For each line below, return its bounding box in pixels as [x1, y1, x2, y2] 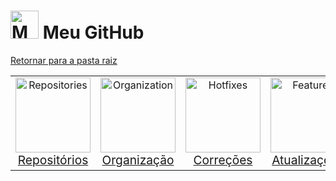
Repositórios [17, 151, 89, 168]
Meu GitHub [42, 21, 145, 44]
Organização [101, 151, 175, 168]
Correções [193, 151, 253, 168]
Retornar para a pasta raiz [10, 54, 118, 66]
